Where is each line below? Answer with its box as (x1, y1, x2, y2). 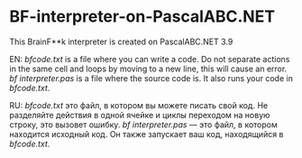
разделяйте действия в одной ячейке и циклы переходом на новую (9, 109, 270, 120)
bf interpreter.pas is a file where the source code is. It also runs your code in (9, 72, 293, 83)
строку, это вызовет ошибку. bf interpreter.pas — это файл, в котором (9, 119, 278, 130)
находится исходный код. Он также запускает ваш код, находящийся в (9, 128, 284, 139)
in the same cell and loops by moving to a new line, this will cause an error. (9, 63, 288, 74)
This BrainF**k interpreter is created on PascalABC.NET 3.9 (9, 36, 233, 47)
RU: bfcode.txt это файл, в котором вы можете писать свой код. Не (9, 99, 269, 110)
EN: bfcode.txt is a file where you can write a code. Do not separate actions (9, 53, 290, 64)
